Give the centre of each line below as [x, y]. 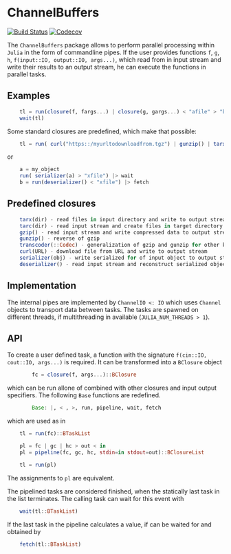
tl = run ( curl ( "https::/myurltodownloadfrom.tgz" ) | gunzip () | [115, 144]
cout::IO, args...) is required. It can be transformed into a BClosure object [114, 362]
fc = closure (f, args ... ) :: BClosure [84, 375]
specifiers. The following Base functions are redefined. [84, 395]
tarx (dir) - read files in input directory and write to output [113, 219]
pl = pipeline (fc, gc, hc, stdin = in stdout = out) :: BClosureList [112, 452]
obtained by [24, 531]
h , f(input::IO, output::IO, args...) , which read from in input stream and [114, 59]
